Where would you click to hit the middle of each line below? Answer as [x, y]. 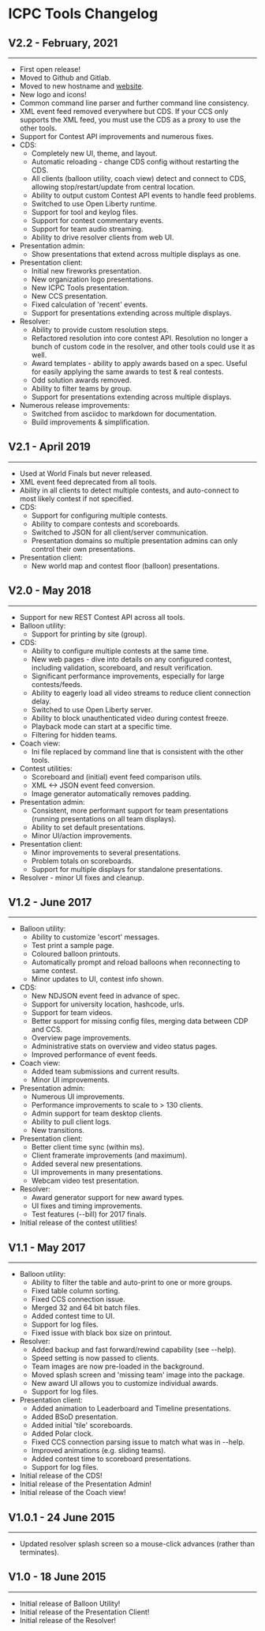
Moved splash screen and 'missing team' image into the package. [138, 1375]
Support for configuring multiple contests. [99, 515]
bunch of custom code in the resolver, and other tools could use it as [143, 346]
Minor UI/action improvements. [82, 836]
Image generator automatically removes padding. [111, 793]
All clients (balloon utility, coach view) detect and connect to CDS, [139, 178]
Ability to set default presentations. [88, 827]
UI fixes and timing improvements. [87, 1206]
